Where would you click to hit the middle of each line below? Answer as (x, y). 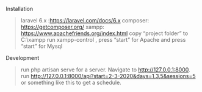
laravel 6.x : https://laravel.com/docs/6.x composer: (85, 20)
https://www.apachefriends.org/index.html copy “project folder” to (104, 33)
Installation (20, 9)
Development (23, 58)
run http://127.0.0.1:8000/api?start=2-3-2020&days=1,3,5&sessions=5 (108, 76)
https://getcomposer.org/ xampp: (63, 27)
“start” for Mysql (41, 46)
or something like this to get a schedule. (71, 82)
